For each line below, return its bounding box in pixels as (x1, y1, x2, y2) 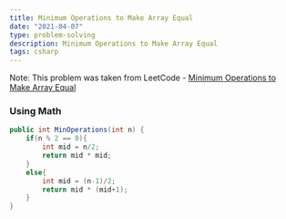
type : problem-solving (9, 30, 96, 39)
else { (26, 168, 47, 177)
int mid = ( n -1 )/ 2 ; (42, 176, 117, 185)
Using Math (9, 105, 62, 118)
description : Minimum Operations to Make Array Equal (9, 38, 219, 48)
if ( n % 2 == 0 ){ (26, 134, 88, 143)
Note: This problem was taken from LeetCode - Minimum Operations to (9, 72, 276, 83)
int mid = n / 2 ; (42, 142, 100, 151)
